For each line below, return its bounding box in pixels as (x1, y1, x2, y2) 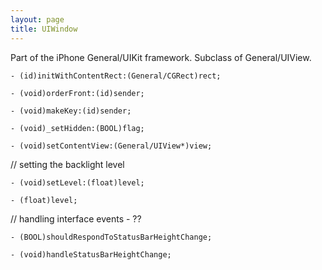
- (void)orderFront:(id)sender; (10, 88, 145, 98)
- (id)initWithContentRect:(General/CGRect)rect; (10, 71, 222, 81)
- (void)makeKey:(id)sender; (10, 106, 132, 116)
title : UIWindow (10, 24, 78, 34)
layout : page (10, 14, 65, 25)
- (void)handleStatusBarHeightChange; (10, 249, 172, 260)
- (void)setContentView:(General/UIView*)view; (10, 141, 213, 151)
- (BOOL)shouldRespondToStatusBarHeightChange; (10, 232, 213, 242)
